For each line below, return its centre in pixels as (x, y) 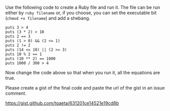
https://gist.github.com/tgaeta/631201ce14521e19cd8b (62, 103)
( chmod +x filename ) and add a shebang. (48, 18)
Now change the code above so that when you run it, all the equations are (83, 73)
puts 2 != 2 (18, 45)
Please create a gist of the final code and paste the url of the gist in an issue (85, 88)
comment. (16, 93)
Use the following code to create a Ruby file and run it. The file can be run (83, 7)
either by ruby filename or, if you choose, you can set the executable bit (81, 13)
